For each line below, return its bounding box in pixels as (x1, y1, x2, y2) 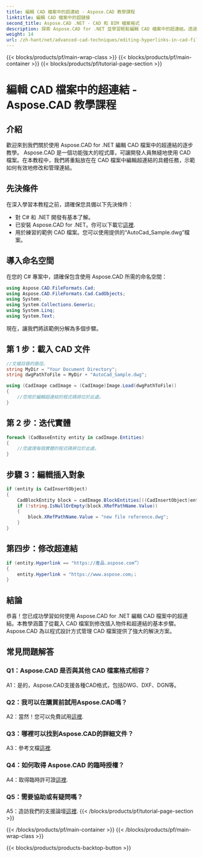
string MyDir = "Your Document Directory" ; (6, 366, 118, 372)
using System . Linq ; (6, 307, 56, 314)
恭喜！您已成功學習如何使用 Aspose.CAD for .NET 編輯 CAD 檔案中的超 (6, 612, 183, 620)
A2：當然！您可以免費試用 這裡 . (6, 713, 84, 720)
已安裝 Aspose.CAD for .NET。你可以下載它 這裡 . (14, 221, 135, 228)
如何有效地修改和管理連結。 (6, 164, 76, 171)
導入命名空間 (6, 255, 54, 266)
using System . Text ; (6, 313, 56, 319)
